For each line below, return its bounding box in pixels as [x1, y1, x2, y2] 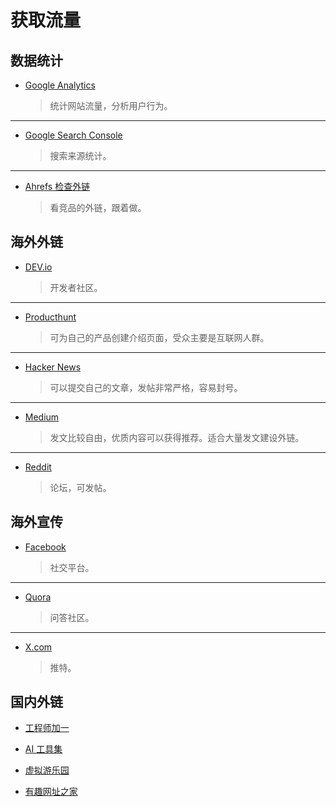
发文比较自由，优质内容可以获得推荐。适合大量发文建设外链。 [49, 431, 305, 443]
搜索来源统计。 [49, 150, 112, 161]
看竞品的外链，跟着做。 [49, 202, 147, 213]
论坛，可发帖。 [49, 481, 112, 493]
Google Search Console [24, 129, 123, 141]
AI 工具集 [24, 743, 63, 755]
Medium [24, 411, 60, 423]
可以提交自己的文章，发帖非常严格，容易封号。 [49, 381, 243, 393]
